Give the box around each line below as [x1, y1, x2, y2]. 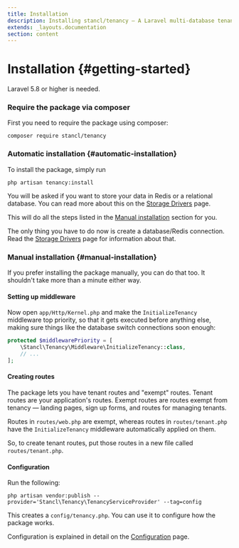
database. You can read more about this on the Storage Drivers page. [7, 199, 211, 208]
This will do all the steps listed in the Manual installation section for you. [7, 213, 218, 221]
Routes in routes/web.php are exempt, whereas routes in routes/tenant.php [7, 417, 228, 425]
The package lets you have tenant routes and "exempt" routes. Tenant [7, 388, 213, 397]
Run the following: [7, 479, 60, 487]
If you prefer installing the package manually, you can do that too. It [7, 268, 206, 277]
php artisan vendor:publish [7, 492, 91, 499]
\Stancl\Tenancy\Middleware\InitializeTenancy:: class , [20, 344, 186, 351]
